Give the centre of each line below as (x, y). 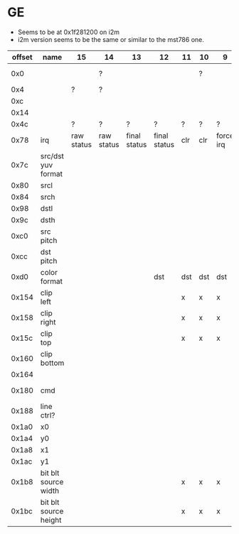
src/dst (52, 156)
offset (22, 57)
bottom (52, 363)
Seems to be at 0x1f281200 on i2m (68, 32)
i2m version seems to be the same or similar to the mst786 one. (111, 39)
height (51, 520)
